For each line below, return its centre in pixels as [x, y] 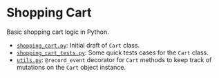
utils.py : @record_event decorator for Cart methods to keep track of [114, 59]
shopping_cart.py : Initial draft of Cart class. [78, 45]
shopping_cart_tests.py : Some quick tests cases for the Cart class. [112, 52]
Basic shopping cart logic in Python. [58, 32]
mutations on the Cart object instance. [71, 67]
